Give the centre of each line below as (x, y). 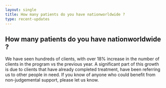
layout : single (21, 10)
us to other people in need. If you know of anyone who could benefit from (81, 75)
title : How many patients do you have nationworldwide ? (65, 14)
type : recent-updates (28, 19)
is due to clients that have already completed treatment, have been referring (83, 70)
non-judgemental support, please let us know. (52, 80)
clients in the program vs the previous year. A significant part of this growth (82, 64)
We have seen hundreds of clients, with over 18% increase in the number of (82, 59)
